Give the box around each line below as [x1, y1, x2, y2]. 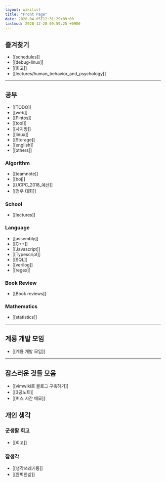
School [5, 201, 23, 208]
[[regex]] [12, 267, 31, 273]
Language [5, 224, 30, 231]
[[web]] [12, 109, 28, 115]
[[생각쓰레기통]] [12, 465, 43, 471]
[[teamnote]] [12, 171, 39, 177]
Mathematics [5, 303, 38, 309]
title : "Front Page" [5, 12, 48, 17]
